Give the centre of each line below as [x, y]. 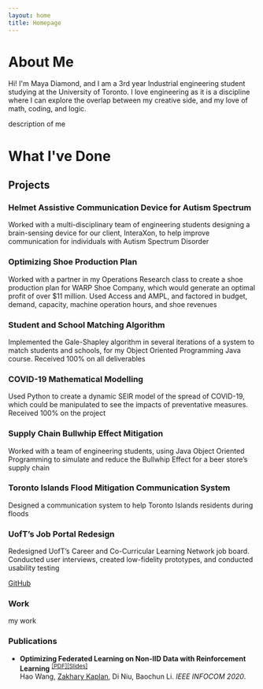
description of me [37, 124]
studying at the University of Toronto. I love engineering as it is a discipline [129, 92]
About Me [41, 62]
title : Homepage [35, 23]
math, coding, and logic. [47, 109]
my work [22, 621]
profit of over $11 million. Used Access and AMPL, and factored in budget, [128, 296]
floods [19, 513]
